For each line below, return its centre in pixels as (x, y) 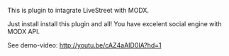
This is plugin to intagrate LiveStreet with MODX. (78, 10)
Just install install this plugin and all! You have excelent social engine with (114, 24)
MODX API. (24, 32)
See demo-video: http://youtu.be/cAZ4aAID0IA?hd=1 (84, 45)
